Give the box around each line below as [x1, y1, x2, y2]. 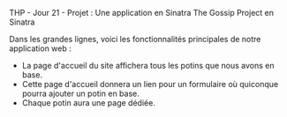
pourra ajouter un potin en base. [21, 88, 140, 99]
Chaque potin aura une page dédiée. [21, 98, 156, 108]
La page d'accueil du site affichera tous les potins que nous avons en [21, 61, 275, 70]
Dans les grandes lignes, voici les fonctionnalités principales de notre [9, 34, 261, 44]
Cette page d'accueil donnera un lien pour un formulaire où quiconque [21, 79, 279, 89]
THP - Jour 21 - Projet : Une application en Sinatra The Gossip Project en [9, 8, 275, 18]
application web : [9, 43, 72, 54]
